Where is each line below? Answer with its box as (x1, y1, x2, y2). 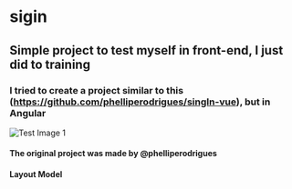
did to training (9, 56, 91, 72)
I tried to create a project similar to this (9, 84, 184, 96)
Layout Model (9, 169, 63, 180)
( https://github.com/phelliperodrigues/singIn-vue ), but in (9, 95, 271, 108)
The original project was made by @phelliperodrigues (9, 148, 217, 159)
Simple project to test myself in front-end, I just (9, 43, 284, 58)
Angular (9, 106, 47, 119)
